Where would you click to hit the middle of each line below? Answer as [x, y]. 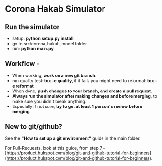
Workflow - [22, 64]
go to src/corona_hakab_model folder [49, 44]
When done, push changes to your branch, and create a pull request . [82, 91]
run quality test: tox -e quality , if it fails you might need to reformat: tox [83, 80]
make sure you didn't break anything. [49, 101]
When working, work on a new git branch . [54, 75]
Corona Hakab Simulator [55, 9]
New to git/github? [34, 127]
